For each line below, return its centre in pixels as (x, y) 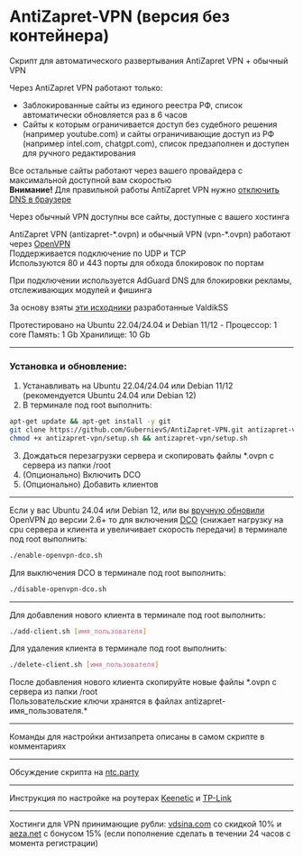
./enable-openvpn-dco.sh (56, 555)
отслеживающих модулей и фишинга (81, 289)
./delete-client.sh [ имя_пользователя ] (84, 665)
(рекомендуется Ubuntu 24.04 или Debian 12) (109, 396)
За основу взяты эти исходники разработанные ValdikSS (119, 307)
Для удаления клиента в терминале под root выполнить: (118, 648)
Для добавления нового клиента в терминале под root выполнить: (138, 615)
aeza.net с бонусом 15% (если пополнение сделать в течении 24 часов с (150, 834)
